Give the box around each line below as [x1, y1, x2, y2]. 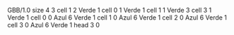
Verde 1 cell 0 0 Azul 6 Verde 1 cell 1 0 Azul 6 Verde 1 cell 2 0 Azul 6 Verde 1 [7, 13, 228, 22]
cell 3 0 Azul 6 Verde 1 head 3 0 [7, 21, 100, 29]
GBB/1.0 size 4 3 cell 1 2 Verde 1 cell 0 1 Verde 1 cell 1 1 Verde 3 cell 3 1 [7, 6, 212, 14]
